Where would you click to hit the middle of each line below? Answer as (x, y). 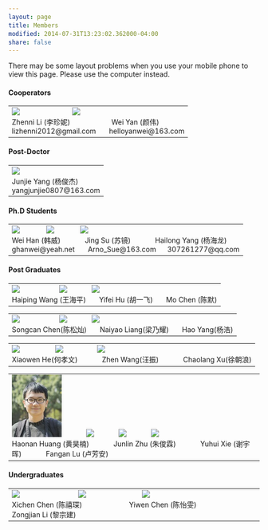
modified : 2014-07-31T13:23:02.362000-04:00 (83, 34)
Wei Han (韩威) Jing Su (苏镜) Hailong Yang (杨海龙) (119, 240)
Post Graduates (35, 270)
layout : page (30, 17)
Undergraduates (36, 475)
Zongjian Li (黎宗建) (44, 514)
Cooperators (30, 93)
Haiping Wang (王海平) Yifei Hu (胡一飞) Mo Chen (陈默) (114, 299)
